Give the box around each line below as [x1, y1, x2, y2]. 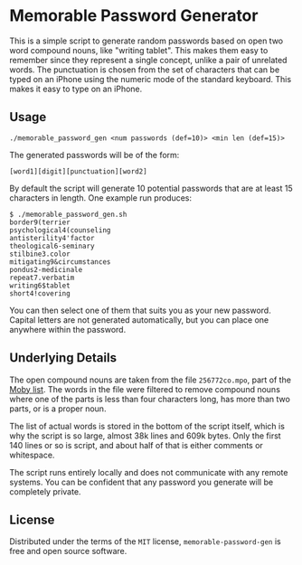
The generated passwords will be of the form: [9, 149, 180, 160]
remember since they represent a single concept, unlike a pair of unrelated [9, 54, 288, 65]
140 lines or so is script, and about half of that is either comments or [9, 439, 264, 450]
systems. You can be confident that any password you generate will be [9, 476, 274, 487]
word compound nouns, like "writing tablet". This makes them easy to [9, 44, 269, 55]
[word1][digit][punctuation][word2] [9, 166, 147, 176]
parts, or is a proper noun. [9, 403, 107, 414]
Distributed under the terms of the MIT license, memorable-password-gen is [9, 536, 282, 547]
